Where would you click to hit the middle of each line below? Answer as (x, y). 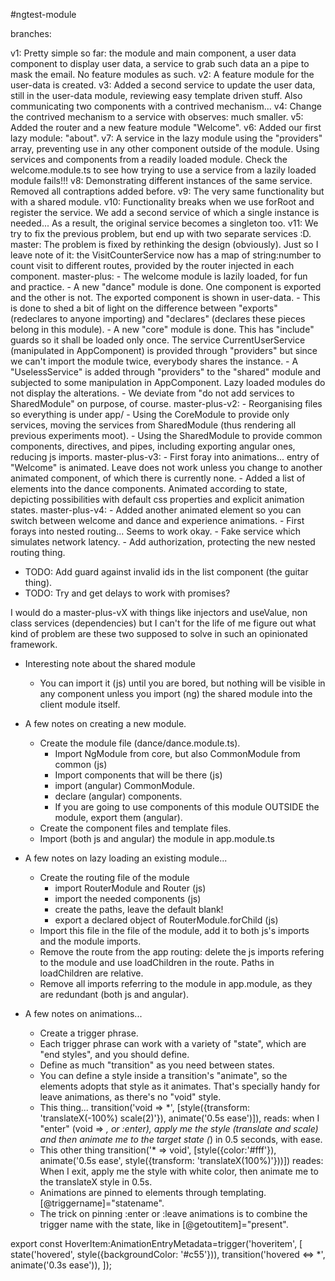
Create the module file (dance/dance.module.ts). (140, 743)
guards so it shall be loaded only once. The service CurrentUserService (158, 340)
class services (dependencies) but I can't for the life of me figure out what (163, 623)
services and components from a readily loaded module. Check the (149, 159)
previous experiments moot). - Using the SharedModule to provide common (166, 435)
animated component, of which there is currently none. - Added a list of (158, 478)
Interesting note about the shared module (110, 663)
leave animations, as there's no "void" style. (130, 1097)
